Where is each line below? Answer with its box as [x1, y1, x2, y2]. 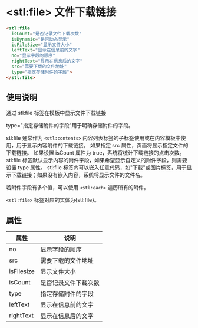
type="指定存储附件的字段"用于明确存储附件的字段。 [6, 122, 134, 129]
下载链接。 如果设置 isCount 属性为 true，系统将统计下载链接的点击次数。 [6, 149, 185, 156]
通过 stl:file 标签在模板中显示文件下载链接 [6, 109, 107, 116]
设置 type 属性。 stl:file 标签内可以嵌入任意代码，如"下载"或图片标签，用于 [6, 163, 187, 171]
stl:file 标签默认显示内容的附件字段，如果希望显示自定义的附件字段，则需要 [6, 156, 187, 163]
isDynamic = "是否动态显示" [11, 36, 70, 42]
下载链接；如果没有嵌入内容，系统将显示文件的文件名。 [11, 171, 146, 178]
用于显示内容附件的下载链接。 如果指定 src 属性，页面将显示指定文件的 [16, 142, 189, 149]
